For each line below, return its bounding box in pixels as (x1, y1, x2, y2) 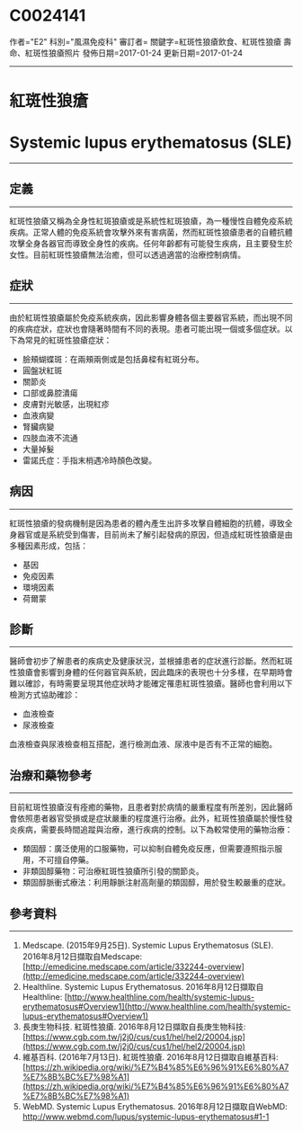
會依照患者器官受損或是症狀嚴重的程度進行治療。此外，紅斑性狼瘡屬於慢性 (9, 813, 285, 824)
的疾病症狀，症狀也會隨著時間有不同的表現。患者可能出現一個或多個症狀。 (9, 323, 285, 334)
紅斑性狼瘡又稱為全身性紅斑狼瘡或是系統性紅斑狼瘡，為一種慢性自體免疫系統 (9, 215, 293, 226)
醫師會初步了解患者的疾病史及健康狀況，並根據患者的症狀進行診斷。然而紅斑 (9, 655, 293, 666)
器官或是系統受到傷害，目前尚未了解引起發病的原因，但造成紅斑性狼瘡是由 (16, 529, 293, 539)
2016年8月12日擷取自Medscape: (22, 950, 142, 962)
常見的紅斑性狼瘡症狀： (24, 334, 112, 345)
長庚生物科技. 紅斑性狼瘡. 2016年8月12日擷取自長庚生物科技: (22, 1021, 246, 1032)
